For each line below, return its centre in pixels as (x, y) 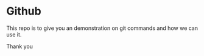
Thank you (20, 46)
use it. (14, 34)
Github (24, 11)
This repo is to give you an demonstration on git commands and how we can (102, 28)
